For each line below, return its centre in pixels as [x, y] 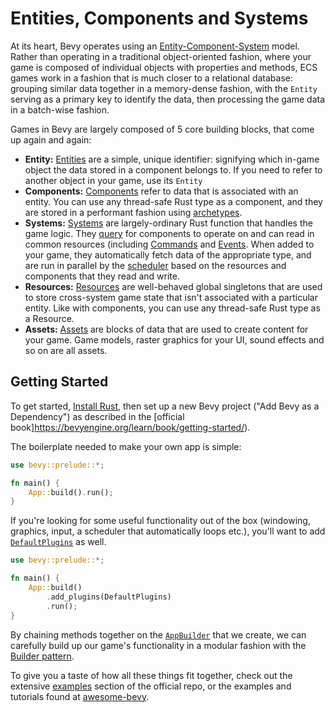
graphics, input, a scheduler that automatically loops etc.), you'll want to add [168, 531]
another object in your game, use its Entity [113, 180]
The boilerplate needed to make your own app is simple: [126, 446]
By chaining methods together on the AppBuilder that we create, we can [158, 634]
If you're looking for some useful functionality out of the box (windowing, [160, 521]
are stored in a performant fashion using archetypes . [133, 212]
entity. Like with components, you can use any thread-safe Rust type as [172, 308]
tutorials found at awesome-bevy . [80, 696]
